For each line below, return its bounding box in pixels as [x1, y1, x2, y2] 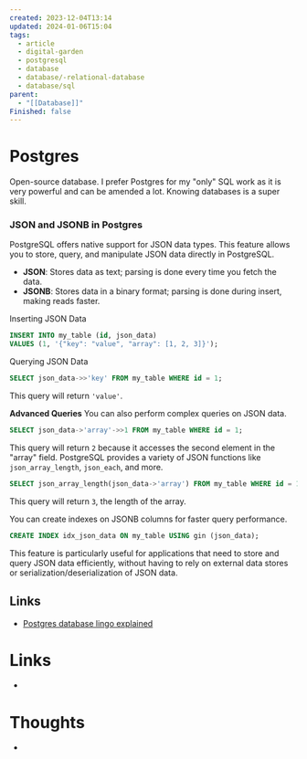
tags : [9, 30, 30, 39]
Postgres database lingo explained [22, 617, 153, 628]
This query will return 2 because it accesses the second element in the [9, 442, 276, 453]
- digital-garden [17, 47, 84, 57]
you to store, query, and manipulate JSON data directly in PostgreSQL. [9, 248, 275, 260]
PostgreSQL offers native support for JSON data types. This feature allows [9, 239, 291, 250]
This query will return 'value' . [9, 390, 123, 402]
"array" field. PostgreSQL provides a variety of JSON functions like [9, 451, 262, 462]
